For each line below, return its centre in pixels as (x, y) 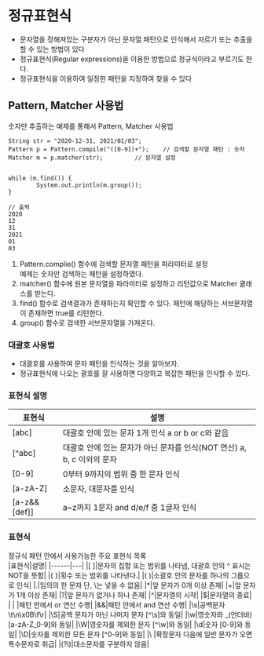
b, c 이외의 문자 (90, 460)
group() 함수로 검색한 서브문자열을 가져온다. (87, 323)
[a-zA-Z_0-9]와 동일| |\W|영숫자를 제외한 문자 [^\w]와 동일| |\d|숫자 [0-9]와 (126, 624)
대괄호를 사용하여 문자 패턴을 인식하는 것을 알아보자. (99, 364)
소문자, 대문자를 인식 (99, 489)
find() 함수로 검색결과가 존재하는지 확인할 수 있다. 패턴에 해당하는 (119, 303)
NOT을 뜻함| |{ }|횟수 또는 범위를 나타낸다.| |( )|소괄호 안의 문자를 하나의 (119, 575)
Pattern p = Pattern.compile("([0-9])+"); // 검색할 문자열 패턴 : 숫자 (126, 149)
